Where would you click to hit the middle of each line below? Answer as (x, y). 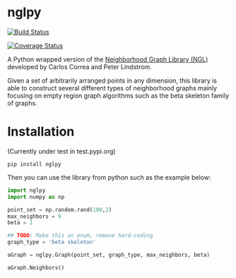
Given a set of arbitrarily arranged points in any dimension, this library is (112, 80)
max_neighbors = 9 (34, 216)
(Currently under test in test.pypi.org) (61, 151)
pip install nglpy (34, 164)
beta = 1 (20, 223)
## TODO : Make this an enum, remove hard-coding (80, 236)
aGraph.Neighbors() (36, 267)
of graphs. (22, 103)
